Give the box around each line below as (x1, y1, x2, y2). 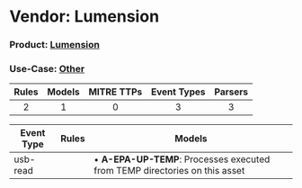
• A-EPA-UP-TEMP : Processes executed (93, 153, 271, 166)
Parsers (214, 85, 249, 98)
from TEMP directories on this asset (93, 165, 245, 177)
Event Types (151, 85, 206, 98)
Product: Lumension (9, 39, 101, 51)
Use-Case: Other (9, 63, 85, 76)
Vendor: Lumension (9, 6, 160, 27)
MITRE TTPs (88, 85, 143, 98)
